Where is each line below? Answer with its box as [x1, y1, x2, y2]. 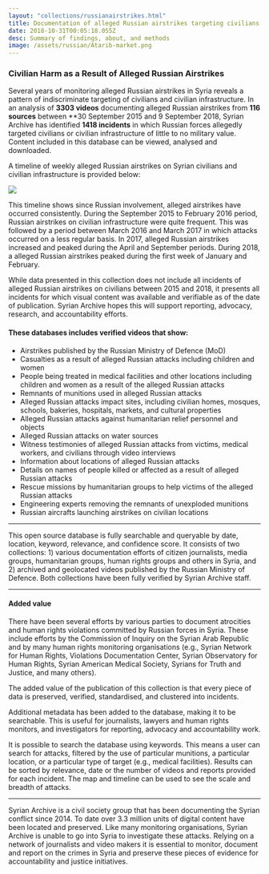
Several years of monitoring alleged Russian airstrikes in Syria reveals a [8, 86, 244, 96]
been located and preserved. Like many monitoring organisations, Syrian [8, 822, 248, 832]
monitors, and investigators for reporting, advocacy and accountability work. [8, 724, 261, 734]
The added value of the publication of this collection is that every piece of [8, 683, 252, 693]
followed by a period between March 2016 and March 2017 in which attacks [8, 226, 258, 236]
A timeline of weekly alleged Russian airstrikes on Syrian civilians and [8, 161, 238, 171]
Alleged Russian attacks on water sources [19, 430, 159, 441]
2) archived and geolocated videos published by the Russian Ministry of [8, 564, 246, 574]
